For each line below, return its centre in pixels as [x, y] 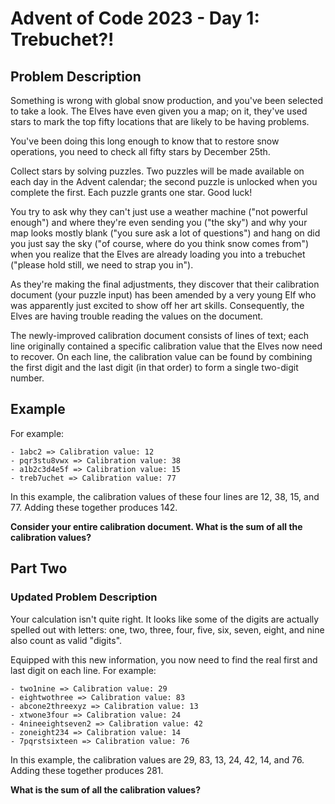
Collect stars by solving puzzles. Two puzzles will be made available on [157, 171]
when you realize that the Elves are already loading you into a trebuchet [158, 254]
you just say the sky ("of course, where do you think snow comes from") [160, 243]
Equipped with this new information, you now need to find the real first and [164, 659]
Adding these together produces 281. [87, 770]
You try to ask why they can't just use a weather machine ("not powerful [159, 211]
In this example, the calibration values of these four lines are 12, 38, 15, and [165, 496]
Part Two [39, 568]
